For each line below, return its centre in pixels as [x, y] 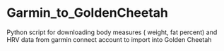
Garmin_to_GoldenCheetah [88, 13]
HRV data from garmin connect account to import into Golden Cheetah [109, 39]
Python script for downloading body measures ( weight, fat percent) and [112, 32]
